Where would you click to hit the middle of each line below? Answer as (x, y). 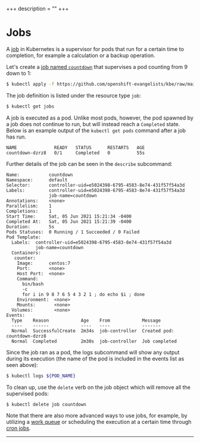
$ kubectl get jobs (30, 106)
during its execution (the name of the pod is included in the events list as (95, 359)
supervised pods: (28, 393)
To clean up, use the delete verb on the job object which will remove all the (98, 387)
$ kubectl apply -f (30, 84)
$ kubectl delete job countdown (46, 404)
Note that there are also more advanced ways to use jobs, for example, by (97, 416)
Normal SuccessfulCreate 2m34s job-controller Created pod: (93, 331)
